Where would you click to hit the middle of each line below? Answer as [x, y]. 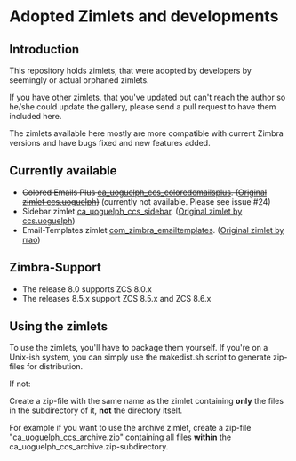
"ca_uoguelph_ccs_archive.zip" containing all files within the [120, 437]
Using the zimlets [59, 327]
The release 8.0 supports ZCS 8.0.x [87, 289]
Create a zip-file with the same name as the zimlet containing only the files [147, 401]
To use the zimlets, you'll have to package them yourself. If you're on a [139, 348]
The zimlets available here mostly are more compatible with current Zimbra [147, 133]
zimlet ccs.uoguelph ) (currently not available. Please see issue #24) [146, 201]
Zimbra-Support [56, 267]
